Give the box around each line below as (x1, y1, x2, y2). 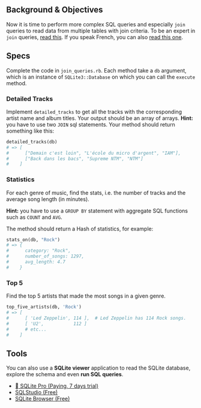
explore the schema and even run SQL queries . (6, 371, 124, 378)
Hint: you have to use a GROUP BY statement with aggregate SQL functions (6, 207, 188, 214)
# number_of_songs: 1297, (6, 253, 85, 260)
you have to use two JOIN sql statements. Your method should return (6, 121, 176, 128)
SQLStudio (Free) (14, 389, 58, 396)
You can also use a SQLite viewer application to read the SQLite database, (6, 364, 191, 371)
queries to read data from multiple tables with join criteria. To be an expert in (6, 27, 196, 34)
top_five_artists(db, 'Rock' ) (6, 304, 82, 310)
